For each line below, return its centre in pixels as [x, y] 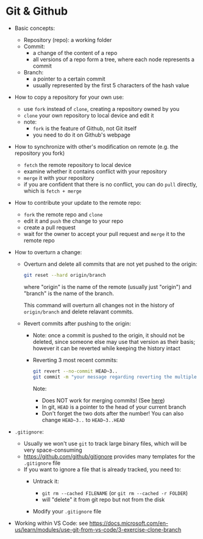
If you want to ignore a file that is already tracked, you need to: [102, 469]
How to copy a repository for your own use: [69, 97]
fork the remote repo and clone [63, 214]
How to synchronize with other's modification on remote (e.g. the [96, 146]
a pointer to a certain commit [69, 79]
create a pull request [49, 227]
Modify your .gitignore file [67, 511]
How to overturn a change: [48, 252]
